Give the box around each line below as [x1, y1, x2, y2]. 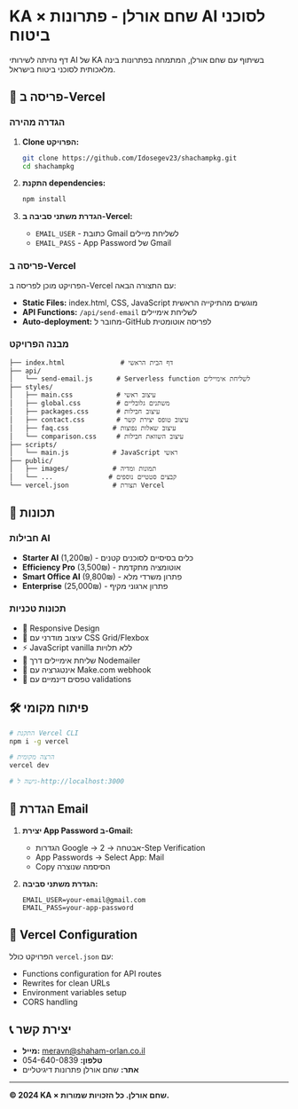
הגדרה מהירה [9, 116, 66, 129]
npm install [21, 195, 67, 204]
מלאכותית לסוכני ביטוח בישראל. [9, 64, 116, 75]
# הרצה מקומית [9, 752, 55, 762]
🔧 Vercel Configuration [9, 927, 138, 942]
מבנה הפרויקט [9, 338, 69, 350]
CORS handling [21, 996, 78, 1007]
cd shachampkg [21, 161, 74, 170]
